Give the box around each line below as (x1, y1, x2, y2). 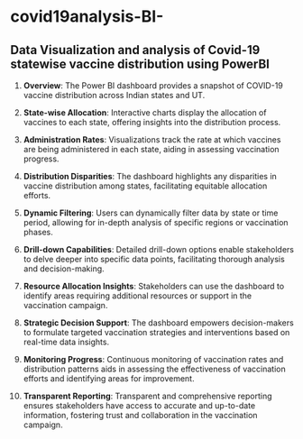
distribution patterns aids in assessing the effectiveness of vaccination (23, 363, 287, 374)
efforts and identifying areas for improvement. (23, 373, 195, 384)
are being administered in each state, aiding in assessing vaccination (23, 144, 280, 154)
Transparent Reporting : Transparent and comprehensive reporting (23, 390, 273, 401)
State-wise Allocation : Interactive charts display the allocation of (23, 107, 267, 118)
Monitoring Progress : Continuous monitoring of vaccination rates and (23, 354, 284, 364)
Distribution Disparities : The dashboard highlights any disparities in (23, 171, 278, 181)
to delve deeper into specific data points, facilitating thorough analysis (23, 254, 285, 264)
